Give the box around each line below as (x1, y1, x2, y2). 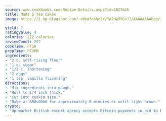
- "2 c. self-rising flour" (5, 58, 63, 62)
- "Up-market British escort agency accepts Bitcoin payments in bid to (5, 109, 158, 114)
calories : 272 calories (5, 35, 54, 40)
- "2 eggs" (5, 71, 28, 77)
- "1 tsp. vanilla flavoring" (5, 76, 68, 81)
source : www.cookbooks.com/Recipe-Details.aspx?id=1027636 (5, 7, 129, 12)
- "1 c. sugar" (5, 62, 37, 67)
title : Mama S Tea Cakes (5, 12, 56, 17)
